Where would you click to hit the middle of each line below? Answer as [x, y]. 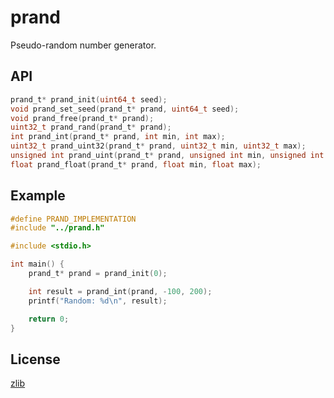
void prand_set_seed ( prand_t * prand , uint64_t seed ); [125, 109]
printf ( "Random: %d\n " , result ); [98, 301]
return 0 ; [49, 319]
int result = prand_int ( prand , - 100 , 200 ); [120, 291]
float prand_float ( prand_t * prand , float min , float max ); [136, 164]
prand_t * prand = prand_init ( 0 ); [98, 274]
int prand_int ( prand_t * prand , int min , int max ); [118, 137]
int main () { [37, 264]
